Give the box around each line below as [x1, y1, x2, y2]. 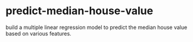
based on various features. [5, 30, 72, 37]
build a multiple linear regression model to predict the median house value [5, 24, 188, 31]
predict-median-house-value [5, 4, 153, 18]
